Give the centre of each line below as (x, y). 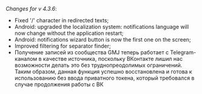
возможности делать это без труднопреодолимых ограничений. (98, 65)
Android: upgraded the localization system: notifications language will (102, 27)
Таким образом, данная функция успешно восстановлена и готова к (103, 71)
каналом (26, 59)
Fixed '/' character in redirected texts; (62, 20)
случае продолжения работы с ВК (59, 84)
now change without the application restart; (69, 33)
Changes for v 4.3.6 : (31, 9)
